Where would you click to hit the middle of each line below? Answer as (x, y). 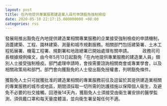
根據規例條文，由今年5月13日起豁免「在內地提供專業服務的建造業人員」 (83, 57)
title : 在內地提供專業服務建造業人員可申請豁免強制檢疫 (55, 14)
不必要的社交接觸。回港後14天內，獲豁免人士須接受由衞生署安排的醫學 (81, 93)
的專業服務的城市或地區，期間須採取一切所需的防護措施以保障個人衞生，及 (81, 86)
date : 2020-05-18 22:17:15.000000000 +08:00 (52, 19)
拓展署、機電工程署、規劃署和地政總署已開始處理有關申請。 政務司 (82, 51)
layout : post (19, 10)
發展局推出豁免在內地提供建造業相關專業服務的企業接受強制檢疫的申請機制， (83, 38)
